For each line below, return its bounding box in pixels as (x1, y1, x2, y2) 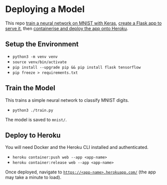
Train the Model (5, 84, 56, 92)
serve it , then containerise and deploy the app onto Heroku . (5, 25, 128, 31)
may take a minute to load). (5, 174, 62, 180)
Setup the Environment (5, 40, 79, 49)
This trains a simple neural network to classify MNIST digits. (5, 97, 129, 103)
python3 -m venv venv (12, 54, 58, 59)
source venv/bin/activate (12, 59, 67, 65)
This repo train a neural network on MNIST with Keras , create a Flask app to (5, 20, 162, 26)
